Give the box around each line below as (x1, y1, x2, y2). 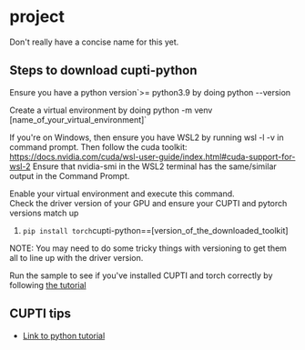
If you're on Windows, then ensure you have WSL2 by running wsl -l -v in (9, 132, 284, 143)
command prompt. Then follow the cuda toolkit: (9, 141, 188, 152)
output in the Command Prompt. (9, 170, 130, 181)
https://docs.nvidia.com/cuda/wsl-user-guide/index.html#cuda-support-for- (9, 151, 296, 162)
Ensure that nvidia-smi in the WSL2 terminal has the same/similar (32, 161, 278, 172)
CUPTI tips (9, 306, 71, 322)
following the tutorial (9, 279, 86, 290)
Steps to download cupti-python (9, 63, 198, 78)
